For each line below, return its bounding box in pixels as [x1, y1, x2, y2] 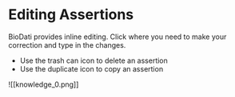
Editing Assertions [8, 6, 134, 24]
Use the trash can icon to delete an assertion [19, 56, 168, 65]
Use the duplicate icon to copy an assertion [19, 64, 164, 73]
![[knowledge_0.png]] [8, 80, 79, 89]
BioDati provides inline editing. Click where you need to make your [8, 32, 227, 41]
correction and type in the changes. [8, 40, 126, 49]
